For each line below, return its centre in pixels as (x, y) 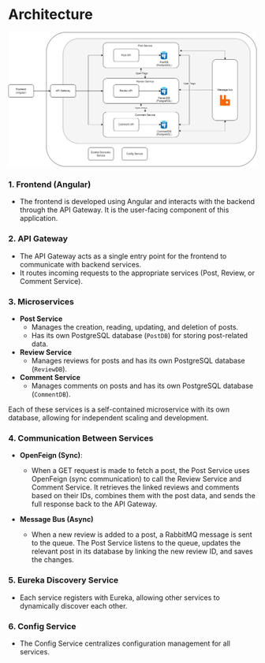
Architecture (50, 15)
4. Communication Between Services (81, 438)
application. (39, 218)
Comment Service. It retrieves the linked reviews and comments (135, 487)
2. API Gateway (38, 239)
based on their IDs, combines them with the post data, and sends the (144, 496)
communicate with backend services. (80, 264)
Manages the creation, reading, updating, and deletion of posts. (135, 327)
